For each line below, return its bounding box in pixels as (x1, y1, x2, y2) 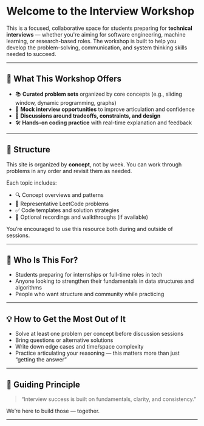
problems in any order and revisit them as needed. (6, 167, 132, 174)
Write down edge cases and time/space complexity (15, 343, 144, 350)
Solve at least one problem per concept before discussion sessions (15, 330, 184, 338)
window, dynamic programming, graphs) (15, 99, 117, 106)
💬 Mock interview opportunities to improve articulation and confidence (15, 105, 195, 113)
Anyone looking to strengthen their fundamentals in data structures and (15, 277, 194, 285)
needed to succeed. (6, 50, 56, 57)
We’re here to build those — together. (6, 407, 100, 414)
